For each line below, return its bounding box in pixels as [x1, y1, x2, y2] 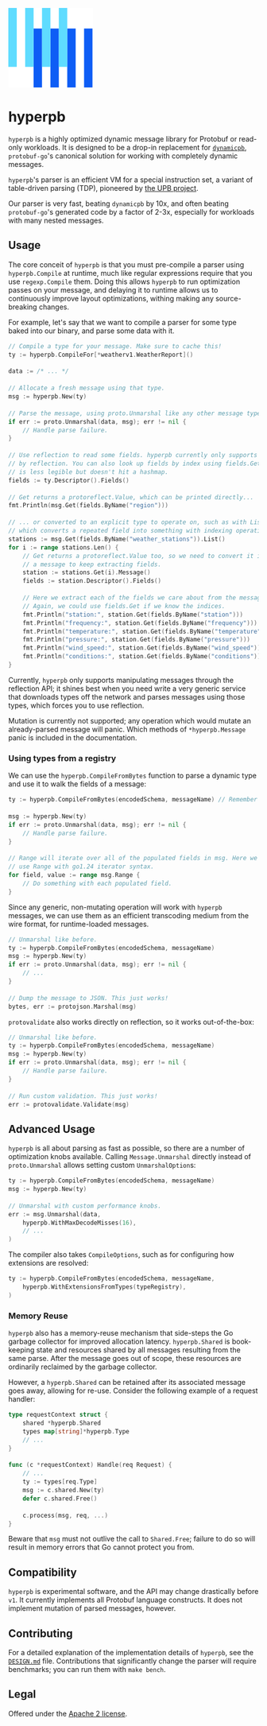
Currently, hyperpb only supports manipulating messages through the [8, 675, 234, 685]
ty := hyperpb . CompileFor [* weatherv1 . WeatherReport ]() [8, 351, 194, 359]
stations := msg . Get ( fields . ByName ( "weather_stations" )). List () [8, 535, 226, 543]
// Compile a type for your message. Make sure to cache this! [8, 342, 222, 350]
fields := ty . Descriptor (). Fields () [8, 476, 130, 484]
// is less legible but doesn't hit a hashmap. [8, 467, 169, 476]
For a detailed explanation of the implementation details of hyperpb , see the [8, 1648, 254, 1658]
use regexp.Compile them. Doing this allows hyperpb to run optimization [8, 277, 241, 286]
